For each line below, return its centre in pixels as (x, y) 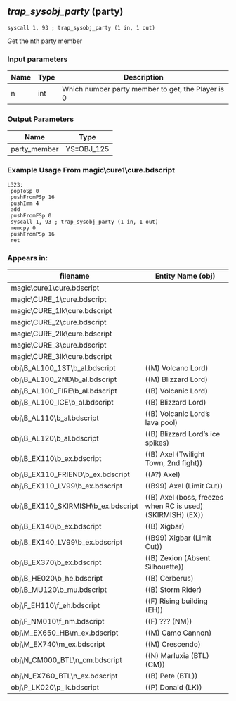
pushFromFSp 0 (31, 215)
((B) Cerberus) (170, 578)
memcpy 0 (23, 228)
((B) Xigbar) (165, 526)
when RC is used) (174, 506)
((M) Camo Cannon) (178, 633)
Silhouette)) (164, 567)
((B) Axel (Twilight (175, 454)
